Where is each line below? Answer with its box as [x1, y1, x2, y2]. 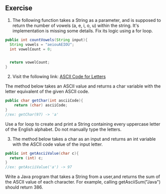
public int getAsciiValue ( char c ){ [5, 151, 79, 156]
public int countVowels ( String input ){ [5, 37, 88, 42]
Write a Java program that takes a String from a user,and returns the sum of [5, 174, 161, 180]
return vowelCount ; [9, 60, 50, 65]
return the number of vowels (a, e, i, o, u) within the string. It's [12, 22, 139, 28]
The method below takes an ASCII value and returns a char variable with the [5, 83, 161, 89]
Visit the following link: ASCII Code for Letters [12, 74, 106, 80]
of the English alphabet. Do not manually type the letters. [5, 126, 122, 132]
